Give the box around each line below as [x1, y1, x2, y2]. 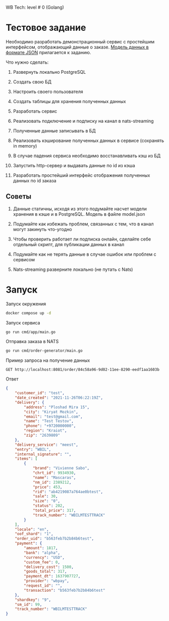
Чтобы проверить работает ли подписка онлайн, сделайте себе [13, 236, 151, 242]
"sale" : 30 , [32, 494, 58, 499]
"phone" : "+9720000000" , [24, 423, 76, 428]
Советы [6, 192, 32, 201]
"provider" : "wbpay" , [24, 579, 70, 584]
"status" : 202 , [32, 503, 65, 508]
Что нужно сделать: [6, 59, 49, 65]
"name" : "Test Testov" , [24, 419, 74, 424]
